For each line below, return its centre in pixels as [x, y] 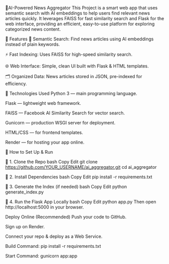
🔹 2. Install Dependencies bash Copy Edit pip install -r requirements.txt [79, 177]
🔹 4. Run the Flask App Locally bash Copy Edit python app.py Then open [81, 202]
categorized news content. [33, 29]
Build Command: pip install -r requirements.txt [53, 246]
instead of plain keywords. [33, 44]
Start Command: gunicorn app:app [41, 256]
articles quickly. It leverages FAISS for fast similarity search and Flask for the [85, 18]
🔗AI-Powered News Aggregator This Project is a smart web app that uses [81, 8]
